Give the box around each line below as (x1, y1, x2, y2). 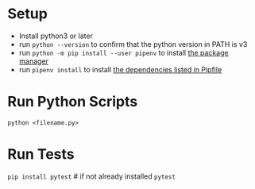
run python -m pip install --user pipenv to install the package (18, 48, 229, 57)
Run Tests (7, 145, 75, 164)
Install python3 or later (18, 31, 93, 40)
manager (18, 56, 49, 66)
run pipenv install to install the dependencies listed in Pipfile (18, 64, 222, 74)
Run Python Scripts (7, 93, 138, 111)
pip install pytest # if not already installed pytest (7, 172, 176, 181)
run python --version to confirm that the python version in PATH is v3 (18, 39, 248, 48)
